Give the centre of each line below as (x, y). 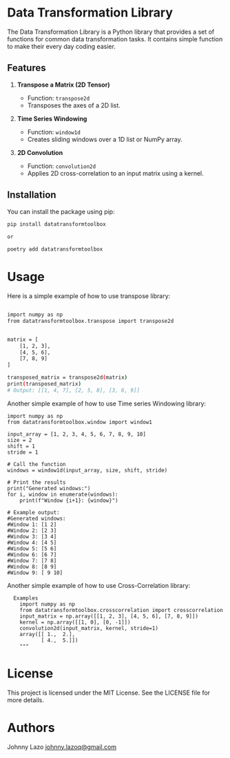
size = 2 (20, 440)
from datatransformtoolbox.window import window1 (80, 422)
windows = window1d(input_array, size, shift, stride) (87, 470)
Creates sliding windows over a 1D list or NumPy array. (105, 139)
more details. (26, 699)
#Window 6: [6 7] (32, 555)
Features (27, 68)
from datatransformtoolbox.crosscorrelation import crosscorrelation (122, 610)
